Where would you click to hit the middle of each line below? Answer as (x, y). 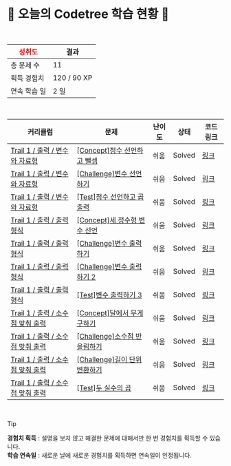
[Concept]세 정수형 (107, 220)
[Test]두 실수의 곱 (104, 388)
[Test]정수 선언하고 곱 (110, 197)
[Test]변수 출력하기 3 (109, 295)
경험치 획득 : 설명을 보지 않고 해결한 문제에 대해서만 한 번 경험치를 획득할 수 (108, 438)
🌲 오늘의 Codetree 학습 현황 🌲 (88, 14)
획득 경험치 (27, 78)
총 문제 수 (25, 65)
